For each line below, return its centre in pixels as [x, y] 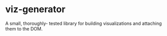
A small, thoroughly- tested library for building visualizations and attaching [83, 23]
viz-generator [35, 9]
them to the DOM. [24, 28]
